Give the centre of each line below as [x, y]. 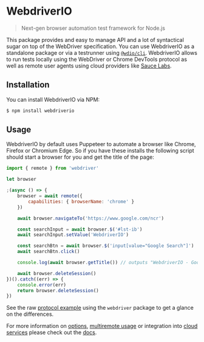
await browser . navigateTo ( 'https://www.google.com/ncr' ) [91, 218]
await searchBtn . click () [49, 252]
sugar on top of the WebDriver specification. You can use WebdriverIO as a [100, 46]
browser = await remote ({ [50, 196]
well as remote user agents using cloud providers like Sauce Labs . [89, 66]
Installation [28, 85]
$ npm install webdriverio [40, 111]
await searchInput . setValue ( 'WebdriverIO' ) [73, 235]
